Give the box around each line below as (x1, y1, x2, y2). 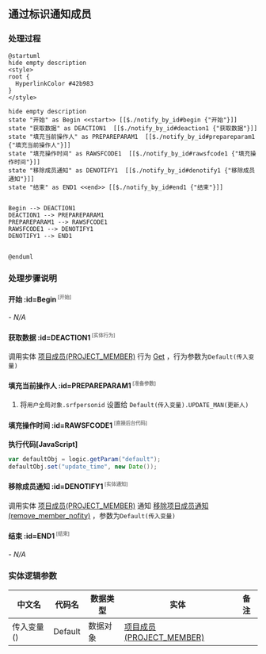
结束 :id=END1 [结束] (8, 530, 70, 541)
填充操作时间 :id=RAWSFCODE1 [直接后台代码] (8, 419, 148, 430)
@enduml (8, 252, 34, 260)
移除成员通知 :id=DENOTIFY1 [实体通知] (8, 481, 128, 491)
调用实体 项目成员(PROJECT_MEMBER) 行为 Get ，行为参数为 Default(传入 (8, 352, 249, 361)
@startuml (8, 52, 41, 60)
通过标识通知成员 (8, 7, 92, 21)
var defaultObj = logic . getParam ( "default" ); (8, 456, 161, 464)
